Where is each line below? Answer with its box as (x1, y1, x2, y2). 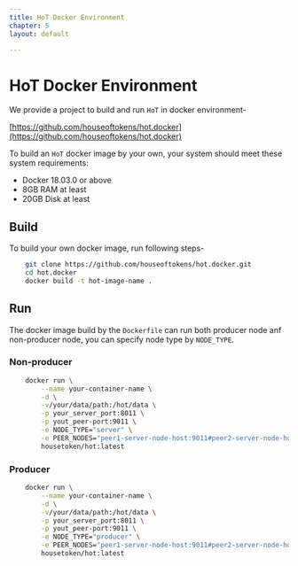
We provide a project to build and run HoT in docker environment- (9, 105, 247, 115)
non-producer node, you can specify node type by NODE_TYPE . (9, 334, 235, 345)
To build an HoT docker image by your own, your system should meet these (9, 148, 283, 159)
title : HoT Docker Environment (9, 12, 125, 22)
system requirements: (9, 158, 89, 168)
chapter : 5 (9, 21, 50, 30)
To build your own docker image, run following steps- (9, 243, 205, 253)
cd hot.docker (25, 268, 77, 277)
